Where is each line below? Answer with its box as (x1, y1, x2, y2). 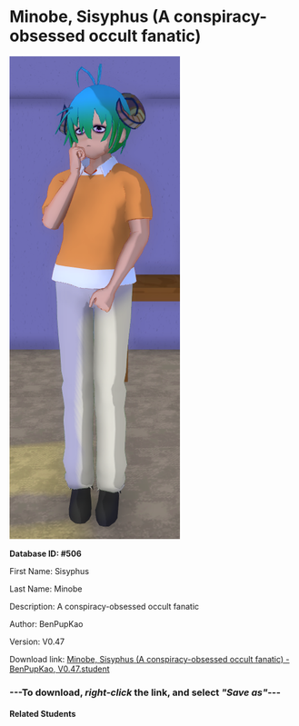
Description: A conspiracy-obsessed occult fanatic (9, 601, 200, 612)
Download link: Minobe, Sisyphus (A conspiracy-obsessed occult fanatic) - (9, 653, 290, 664)
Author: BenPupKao (9, 618, 84, 629)
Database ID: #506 (9, 548, 82, 559)
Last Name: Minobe (9, 583, 83, 594)
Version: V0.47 (9, 636, 65, 647)
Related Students (9, 709, 76, 720)
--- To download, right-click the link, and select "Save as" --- (9, 686, 282, 699)
